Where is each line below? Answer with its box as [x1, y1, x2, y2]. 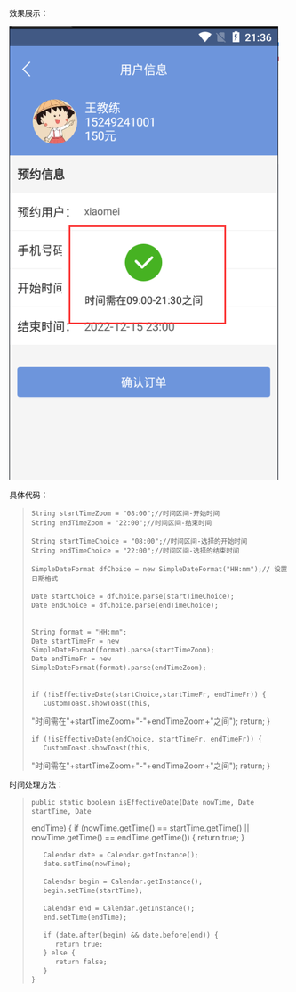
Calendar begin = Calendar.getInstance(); [43, 877, 203, 886]
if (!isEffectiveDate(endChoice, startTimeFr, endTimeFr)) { [30, 734, 263, 743]
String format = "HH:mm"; [30, 627, 127, 636]
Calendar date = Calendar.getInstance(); [43, 850, 199, 859]
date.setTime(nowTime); [43, 859, 132, 868]
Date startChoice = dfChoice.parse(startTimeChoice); [30, 592, 235, 601]
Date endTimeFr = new [30, 654, 111, 663]
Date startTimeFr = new [30, 636, 120, 645]
